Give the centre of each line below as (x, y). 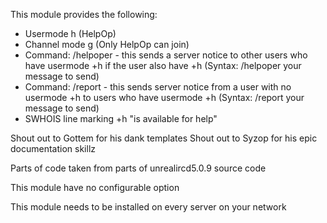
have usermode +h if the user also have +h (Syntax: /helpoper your (163, 65)
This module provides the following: (84, 14)
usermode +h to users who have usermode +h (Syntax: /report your (164, 97)
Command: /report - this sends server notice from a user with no (158, 87)
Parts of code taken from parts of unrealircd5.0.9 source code (138, 168)
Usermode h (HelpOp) (70, 33)
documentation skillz (53, 148)
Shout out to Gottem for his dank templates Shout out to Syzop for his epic (164, 138)
